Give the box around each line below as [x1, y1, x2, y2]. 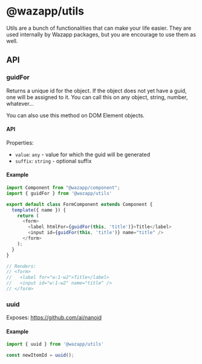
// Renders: [6, 263, 36, 269]
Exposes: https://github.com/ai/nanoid [6, 314, 102, 321]
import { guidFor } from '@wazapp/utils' [6, 190, 112, 196]
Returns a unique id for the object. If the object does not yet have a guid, [6, 87, 187, 94]
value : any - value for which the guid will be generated [15, 151, 150, 158]
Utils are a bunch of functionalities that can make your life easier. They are [6, 24, 192, 32]
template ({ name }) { [11, 207, 67, 213]
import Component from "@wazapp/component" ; [6, 185, 120, 191]
